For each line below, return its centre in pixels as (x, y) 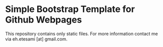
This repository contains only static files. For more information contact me (81, 33)
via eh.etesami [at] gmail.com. (36, 39)
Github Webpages (44, 20)
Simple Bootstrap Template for (70, 9)
